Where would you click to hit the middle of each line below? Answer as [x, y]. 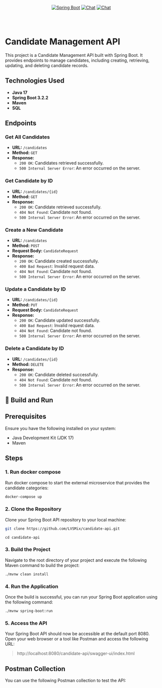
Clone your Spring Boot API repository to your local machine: [66, 519]
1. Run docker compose [33, 472]
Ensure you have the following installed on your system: [60, 428]
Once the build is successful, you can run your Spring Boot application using [81, 597]
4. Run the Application [32, 586]
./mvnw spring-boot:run [29, 611]
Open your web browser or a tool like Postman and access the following [77, 639]
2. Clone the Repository [33, 509]
